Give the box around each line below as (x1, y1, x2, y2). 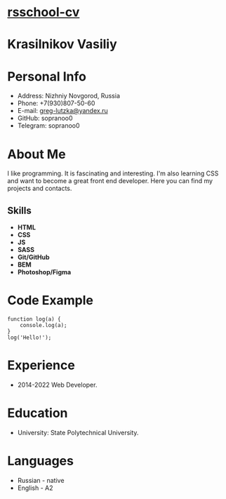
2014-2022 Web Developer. (17, 380, 98, 389)
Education (7, 405, 68, 421)
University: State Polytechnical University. (17, 428, 139, 437)
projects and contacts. (7, 184, 72, 193)
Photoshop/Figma (17, 268, 72, 277)
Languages (7, 453, 74, 469)
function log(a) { (7, 316, 61, 323)
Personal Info (7, 68, 86, 84)
